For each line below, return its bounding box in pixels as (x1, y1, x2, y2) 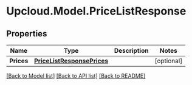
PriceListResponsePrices (34, 56, 109, 65)
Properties (6, 29, 47, 39)
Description (114, 47, 149, 55)
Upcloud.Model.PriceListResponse (6, 4, 187, 18)
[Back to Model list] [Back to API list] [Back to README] (6, 72, 146, 80)
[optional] (154, 56, 183, 65)
